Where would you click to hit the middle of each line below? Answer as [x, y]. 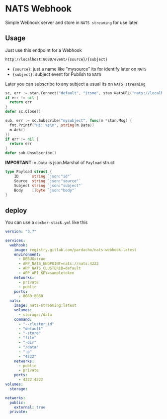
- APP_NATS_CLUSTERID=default [49, 268]
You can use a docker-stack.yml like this [46, 222]
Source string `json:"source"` [47, 181]
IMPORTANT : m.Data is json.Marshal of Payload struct [60, 162]
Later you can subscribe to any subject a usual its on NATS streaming [75, 84]
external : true [30, 407]
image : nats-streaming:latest [45, 306]
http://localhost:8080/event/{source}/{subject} [56, 59]
